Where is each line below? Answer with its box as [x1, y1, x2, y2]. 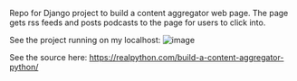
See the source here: [9, 52, 88, 62]
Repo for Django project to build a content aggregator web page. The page [9, 8, 289, 18]
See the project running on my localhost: [9, 35, 161, 45]
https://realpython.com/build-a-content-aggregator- [89, 52, 284, 62]
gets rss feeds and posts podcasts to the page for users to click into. [9, 17, 266, 28]
